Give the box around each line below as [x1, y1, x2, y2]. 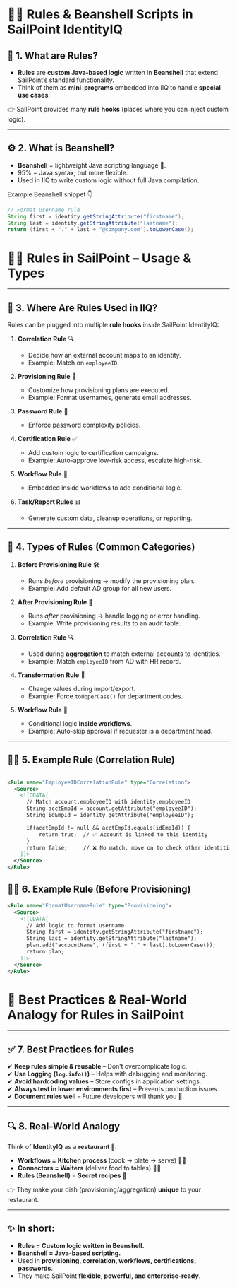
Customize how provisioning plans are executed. [28, 386, 170, 394]
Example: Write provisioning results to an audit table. [28, 618, 181, 628]
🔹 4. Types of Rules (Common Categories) [7, 541, 195, 553]
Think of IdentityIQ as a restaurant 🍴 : [7, 1143, 118, 1151]
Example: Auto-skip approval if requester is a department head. [28, 727, 213, 735]
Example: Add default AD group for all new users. [28, 584, 172, 592]
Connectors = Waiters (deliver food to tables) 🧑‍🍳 [17, 1164, 162, 1173]
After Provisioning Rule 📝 [17, 597, 93, 606]
